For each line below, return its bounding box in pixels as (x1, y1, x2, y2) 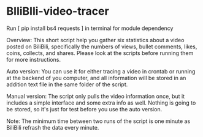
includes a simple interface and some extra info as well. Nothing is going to (6, 99, 196, 106)
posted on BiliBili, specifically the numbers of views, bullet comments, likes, (6, 43, 197, 50)
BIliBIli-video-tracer (6, 4, 109, 18)
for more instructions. (6, 56, 61, 63)
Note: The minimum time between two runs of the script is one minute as (6, 117, 191, 125)
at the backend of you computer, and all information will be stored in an (6, 74, 186, 81)
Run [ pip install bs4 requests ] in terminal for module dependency (6, 24, 174, 32)
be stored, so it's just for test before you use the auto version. (6, 105, 163, 113)
